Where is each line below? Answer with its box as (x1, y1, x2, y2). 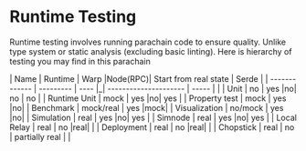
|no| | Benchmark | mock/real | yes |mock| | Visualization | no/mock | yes (9, 102, 284, 113)
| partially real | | (9, 131, 71, 142)
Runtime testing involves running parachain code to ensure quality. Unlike (9, 36, 287, 47)
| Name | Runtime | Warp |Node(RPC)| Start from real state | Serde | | (9, 73, 269, 84)
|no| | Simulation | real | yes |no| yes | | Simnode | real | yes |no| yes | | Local (9, 112, 297, 123)
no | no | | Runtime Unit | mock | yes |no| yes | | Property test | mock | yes (9, 93, 287, 104)
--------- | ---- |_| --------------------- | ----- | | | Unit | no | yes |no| (38, 83, 297, 94)
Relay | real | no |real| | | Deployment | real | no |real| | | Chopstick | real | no (9, 121, 295, 133)
